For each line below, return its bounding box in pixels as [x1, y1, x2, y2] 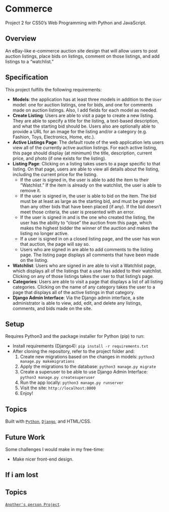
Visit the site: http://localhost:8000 [20, 385, 96, 391]
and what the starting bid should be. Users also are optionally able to [12, 123, 156, 129]
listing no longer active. [20, 230, 69, 236]
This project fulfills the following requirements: [5, 86, 102, 92]
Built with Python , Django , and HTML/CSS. [5, 418, 92, 424]
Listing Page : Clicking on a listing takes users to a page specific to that [12, 160, 160, 166]
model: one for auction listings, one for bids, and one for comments [12, 101, 153, 107]
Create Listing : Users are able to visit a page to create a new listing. [12, 112, 154, 119]
